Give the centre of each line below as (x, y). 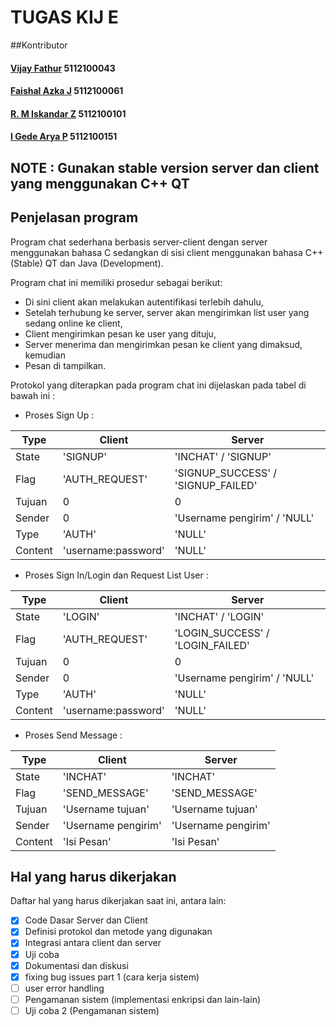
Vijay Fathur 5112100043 (63, 68)
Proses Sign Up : (59, 415)
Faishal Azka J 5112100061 (67, 91)
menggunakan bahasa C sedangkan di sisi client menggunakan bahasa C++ (167, 252)
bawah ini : (33, 395)
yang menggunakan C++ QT (100, 183)
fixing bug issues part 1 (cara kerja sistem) (112, 977)
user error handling (64, 988)
